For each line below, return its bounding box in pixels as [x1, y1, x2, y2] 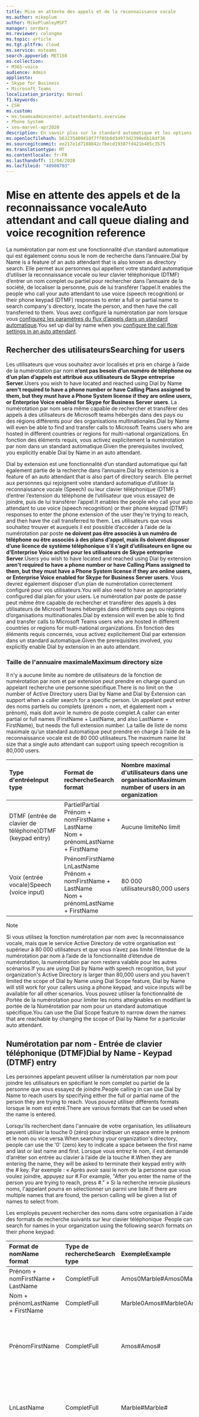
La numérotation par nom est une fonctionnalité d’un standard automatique [6, 246, 189, 253]
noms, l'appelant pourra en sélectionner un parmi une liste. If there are [6, 1185, 177, 1192]
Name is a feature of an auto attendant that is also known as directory [6, 258, 176, 266]
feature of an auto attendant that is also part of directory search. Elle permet [6, 473, 192, 480]
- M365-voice [6, 63, 38, 70]
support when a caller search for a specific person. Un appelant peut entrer [6, 697, 191, 704]
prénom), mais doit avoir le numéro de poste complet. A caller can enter [6, 709, 180, 716]
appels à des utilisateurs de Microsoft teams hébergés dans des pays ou [6, 411, 184, 418]
